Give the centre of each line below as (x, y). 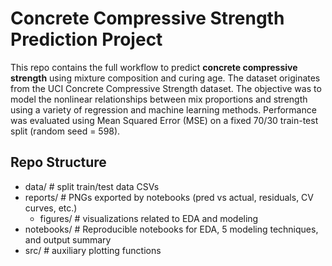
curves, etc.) (51, 208)
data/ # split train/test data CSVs (92, 186)
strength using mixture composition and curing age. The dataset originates (165, 78)
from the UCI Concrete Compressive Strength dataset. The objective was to (166, 88)
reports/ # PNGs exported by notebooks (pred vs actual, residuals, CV (169, 197)
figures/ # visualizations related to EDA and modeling (149, 218)
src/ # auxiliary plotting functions (93, 250)
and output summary (68, 239)
